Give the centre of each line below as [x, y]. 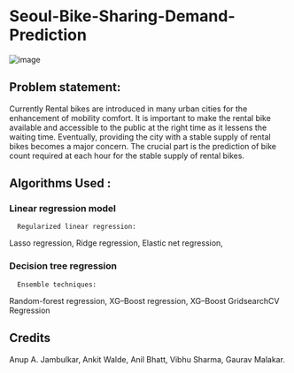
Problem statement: [65, 87]
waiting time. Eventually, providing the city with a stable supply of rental [140, 137]
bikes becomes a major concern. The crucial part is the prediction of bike [143, 146]
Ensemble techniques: [57, 285]
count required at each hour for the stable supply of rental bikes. [127, 156]
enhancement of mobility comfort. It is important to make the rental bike [140, 118]
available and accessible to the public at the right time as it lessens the [138, 127]
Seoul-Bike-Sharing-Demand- [123, 16]
